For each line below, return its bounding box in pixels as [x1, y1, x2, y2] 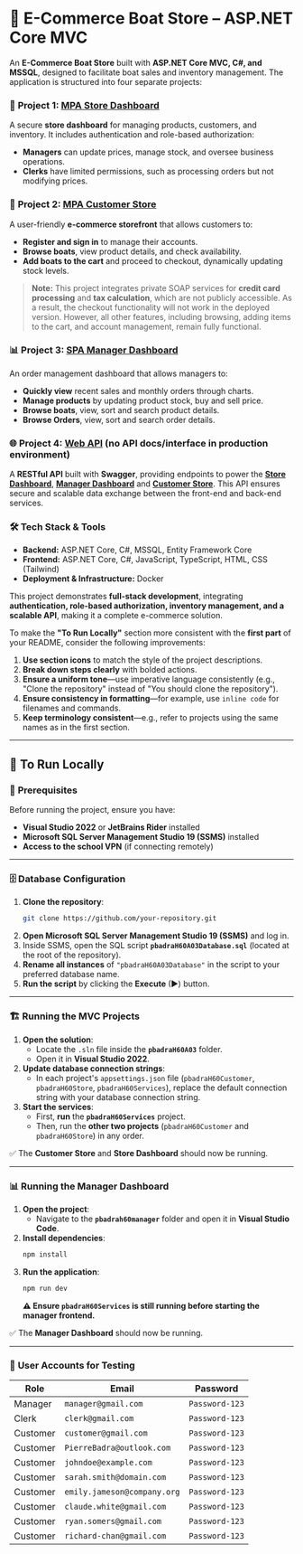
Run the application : [22, 1266, 100, 1277]
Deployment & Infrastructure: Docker [22, 573, 164, 584]
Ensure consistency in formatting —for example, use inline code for [22, 693, 280, 704]
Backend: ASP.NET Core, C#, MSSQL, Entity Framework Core [22, 544, 252, 555]
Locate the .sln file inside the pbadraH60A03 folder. [35, 1043, 223, 1054]
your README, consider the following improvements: [9, 637, 206, 648]
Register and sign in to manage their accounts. [22, 236, 198, 247]
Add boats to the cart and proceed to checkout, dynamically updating [22, 255, 284, 266]
